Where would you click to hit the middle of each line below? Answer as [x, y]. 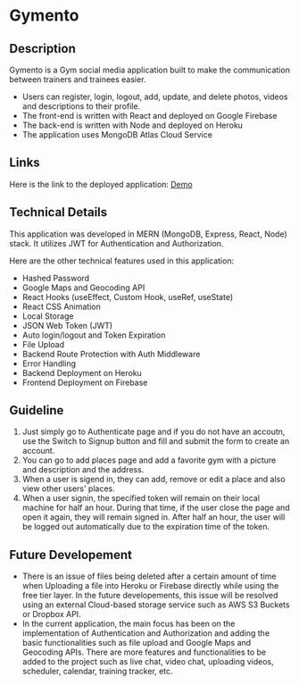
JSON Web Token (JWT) [67, 325]
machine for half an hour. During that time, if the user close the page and [156, 508]
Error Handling [49, 363]
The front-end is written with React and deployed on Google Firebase [149, 116]
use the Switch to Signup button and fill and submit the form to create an [156, 441]
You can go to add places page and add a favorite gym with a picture [149, 460]
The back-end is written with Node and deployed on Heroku [133, 125]
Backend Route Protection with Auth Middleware [111, 354]
